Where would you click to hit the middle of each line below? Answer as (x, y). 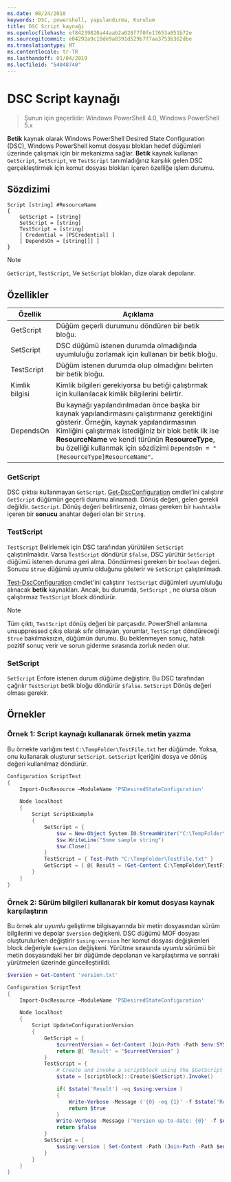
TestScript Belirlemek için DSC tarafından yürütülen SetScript (96, 547)
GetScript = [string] (50, 217)
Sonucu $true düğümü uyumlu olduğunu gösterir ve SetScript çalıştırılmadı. (114, 569)
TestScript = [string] (52, 229)
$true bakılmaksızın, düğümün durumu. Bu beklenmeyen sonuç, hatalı (106, 638)
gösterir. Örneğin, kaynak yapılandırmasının (126, 422)
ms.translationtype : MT (41, 45)
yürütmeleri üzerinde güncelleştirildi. (59, 962)
